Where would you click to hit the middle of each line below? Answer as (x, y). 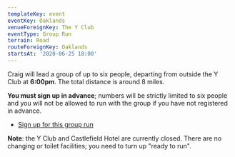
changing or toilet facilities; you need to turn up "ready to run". (99, 146)
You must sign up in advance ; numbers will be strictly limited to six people (117, 95)
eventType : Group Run (40, 34)
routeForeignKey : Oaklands (47, 47)
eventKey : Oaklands (36, 21)
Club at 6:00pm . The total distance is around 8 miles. (86, 81)
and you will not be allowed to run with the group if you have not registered (118, 103)
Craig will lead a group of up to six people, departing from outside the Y (113, 74)
